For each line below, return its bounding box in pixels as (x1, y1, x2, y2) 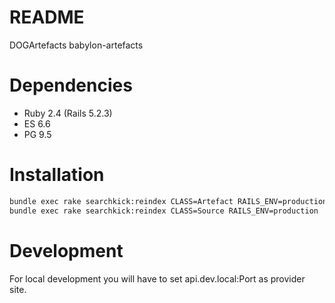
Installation (9, 164, 105, 186)
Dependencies (9, 74, 133, 97)
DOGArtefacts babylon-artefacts (9, 39, 144, 51)
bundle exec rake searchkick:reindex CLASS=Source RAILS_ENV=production (9, 206, 319, 216)
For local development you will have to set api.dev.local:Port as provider (9, 272, 306, 285)
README (9, 6, 85, 29)
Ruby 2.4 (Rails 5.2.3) (23, 107, 113, 119)
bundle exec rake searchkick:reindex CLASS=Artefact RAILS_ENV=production (9, 196, 328, 206)
